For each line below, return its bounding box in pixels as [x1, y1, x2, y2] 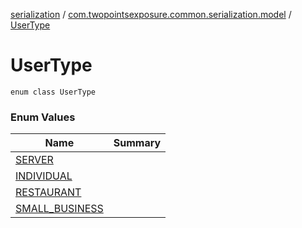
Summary [113, 136, 162, 150]
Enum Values [10, 110, 76, 124]
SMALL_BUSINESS [15, 202, 104, 216]
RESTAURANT [15, 185, 82, 199]
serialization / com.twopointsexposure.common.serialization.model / [10, 9, 292, 20]
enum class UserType [10, 87, 97, 97]
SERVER [15, 153, 54, 167]
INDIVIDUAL [15, 169, 73, 183]
